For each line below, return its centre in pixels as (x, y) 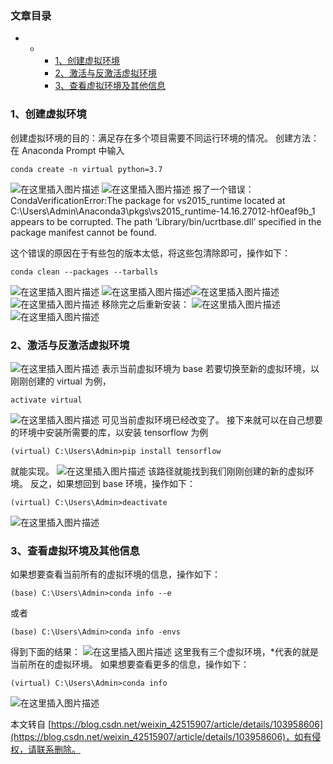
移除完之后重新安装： (145, 304)
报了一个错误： (223, 189)
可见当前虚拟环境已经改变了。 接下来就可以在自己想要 (212, 419)
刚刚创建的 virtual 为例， (61, 381)
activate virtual (46, 400)
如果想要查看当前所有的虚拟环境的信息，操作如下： (115, 574)
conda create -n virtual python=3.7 (86, 169)
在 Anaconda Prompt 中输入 (67, 150)
